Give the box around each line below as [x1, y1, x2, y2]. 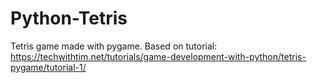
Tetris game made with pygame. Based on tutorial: [10, 40, 218, 52]
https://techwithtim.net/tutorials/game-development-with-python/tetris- [10, 50, 307, 62]
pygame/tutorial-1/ [10, 61, 87, 73]
